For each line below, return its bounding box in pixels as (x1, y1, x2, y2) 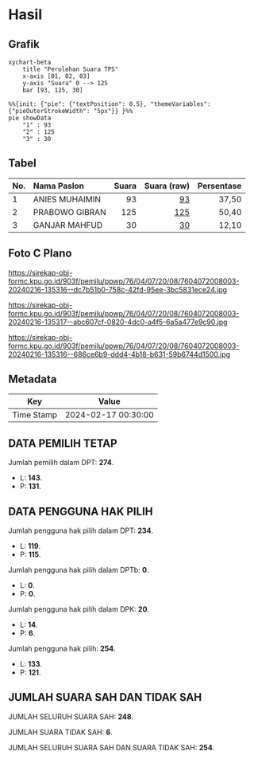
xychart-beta (8, 58, 52, 66)
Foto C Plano (8, 247, 72, 260)
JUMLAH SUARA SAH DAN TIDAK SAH (8, 691, 202, 704)
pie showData (8, 114, 52, 122)
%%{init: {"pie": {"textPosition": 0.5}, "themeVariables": (8, 100, 212, 108)
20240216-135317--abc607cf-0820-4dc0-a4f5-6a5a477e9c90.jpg (8, 317, 228, 327)
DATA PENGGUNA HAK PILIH (8, 504, 153, 518)
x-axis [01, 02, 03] (22, 72, 90, 80)
